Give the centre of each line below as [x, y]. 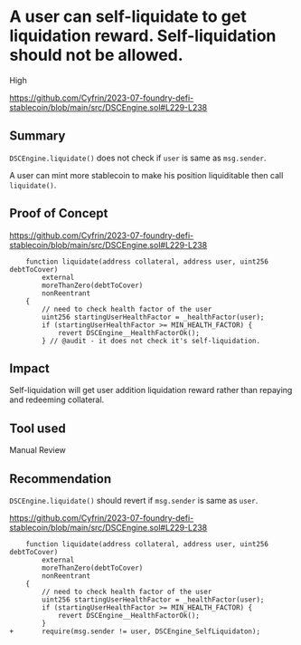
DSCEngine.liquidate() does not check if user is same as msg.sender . [138, 158]
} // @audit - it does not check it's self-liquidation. [151, 341]
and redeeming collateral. [57, 400]
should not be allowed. [96, 55]
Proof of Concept [59, 213]
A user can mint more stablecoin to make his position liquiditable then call [146, 175]
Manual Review [38, 450]
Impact [29, 368]
